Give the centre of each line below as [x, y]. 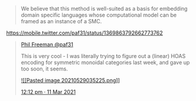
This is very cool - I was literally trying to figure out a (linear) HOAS [103, 56]
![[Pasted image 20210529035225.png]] [70, 80]
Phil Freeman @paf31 [47, 45]
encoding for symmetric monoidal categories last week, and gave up [105, 62]
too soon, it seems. [44, 69]
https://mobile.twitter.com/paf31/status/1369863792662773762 [85, 33]
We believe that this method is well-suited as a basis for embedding [104, 9]
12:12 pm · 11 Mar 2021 [48, 92]
